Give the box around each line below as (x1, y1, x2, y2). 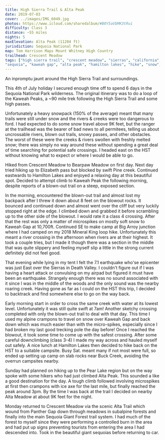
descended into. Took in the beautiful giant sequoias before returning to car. (5, 430, 160, 436)
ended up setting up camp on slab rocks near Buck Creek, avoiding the (5, 353, 149, 359)
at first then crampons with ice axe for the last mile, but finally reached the (5, 383, 156, 389)
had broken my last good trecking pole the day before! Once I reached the (5, 327, 155, 333)
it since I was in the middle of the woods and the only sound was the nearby (5, 280, 159, 286)
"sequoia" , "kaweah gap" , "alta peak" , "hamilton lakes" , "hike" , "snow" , (5, 62, 162, 67)
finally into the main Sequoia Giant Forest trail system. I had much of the (5, 414, 151, 420)
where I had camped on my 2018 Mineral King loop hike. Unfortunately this (5, 229, 156, 235)
